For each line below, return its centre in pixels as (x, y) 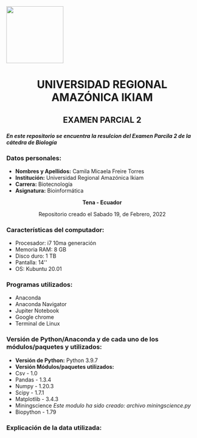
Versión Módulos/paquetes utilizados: (64, 366)
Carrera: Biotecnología (44, 184)
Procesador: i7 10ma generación (55, 243)
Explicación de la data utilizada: (54, 428)
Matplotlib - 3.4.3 (37, 399)
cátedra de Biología (32, 142)
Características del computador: (55, 230)
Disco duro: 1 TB (36, 256)
